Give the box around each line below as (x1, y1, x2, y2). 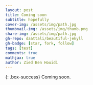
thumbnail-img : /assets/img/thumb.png (5, 27, 88, 32)
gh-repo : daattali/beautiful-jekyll (5, 36, 83, 41)
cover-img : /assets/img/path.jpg (5, 22, 77, 27)
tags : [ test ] (5, 46, 33, 51)
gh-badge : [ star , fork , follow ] (5, 41, 74, 46)
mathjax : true (5, 55, 36, 60)
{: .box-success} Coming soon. (5, 74, 71, 80)
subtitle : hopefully (5, 17, 50, 22)
